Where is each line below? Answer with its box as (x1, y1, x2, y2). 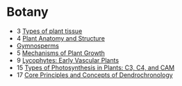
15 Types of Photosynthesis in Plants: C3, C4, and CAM (16, 63, 175, 72)
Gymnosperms (16, 41, 60, 50)
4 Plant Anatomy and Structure (16, 34, 106, 42)
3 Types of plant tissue (16, 27, 83, 35)
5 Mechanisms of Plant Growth (16, 49, 106, 57)
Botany (6, 4, 49, 20)
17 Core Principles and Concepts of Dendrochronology (16, 70, 173, 79)
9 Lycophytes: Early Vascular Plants (16, 56, 119, 64)
